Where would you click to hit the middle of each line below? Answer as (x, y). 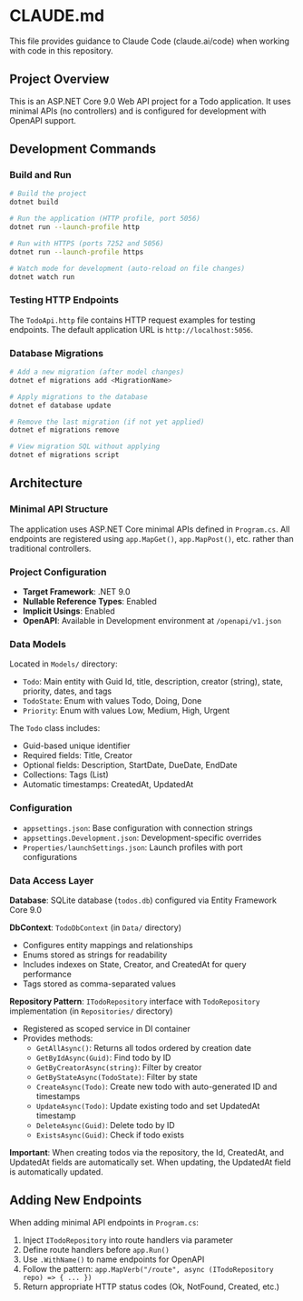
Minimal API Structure (59, 509)
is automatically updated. (56, 1171)
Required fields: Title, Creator (78, 756)
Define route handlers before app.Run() (96, 1249)
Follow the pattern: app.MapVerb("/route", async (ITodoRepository (148, 1268)
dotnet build (34, 202)
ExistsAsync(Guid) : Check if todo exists (110, 1135)
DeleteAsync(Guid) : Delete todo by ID (105, 1125)
